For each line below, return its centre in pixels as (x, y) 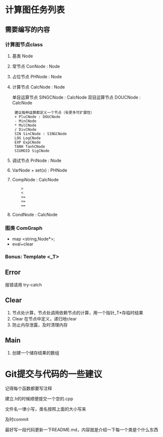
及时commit (17, 420)
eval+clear (23, 244)
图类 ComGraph (24, 228)
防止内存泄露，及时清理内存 (40, 325)
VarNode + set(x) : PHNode (39, 170)
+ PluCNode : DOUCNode (37, 117)
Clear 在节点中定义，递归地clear (44, 318)
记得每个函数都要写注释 (28, 388)
